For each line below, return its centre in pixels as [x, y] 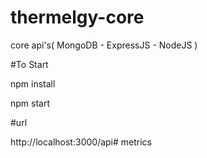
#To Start [29, 64]
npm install [33, 83]
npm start [30, 103]
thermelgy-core [77, 17]
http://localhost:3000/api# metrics [81, 142]
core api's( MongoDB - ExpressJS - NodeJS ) [104, 45]
